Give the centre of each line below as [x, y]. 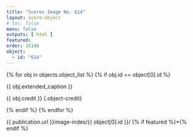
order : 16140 [23, 46]
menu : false [21, 29]
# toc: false [23, 23]
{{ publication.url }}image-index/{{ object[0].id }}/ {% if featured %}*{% [97, 122]
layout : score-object [34, 18]
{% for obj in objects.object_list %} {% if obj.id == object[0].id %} [89, 74]
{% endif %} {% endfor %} [40, 110]
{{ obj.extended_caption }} [40, 86]
